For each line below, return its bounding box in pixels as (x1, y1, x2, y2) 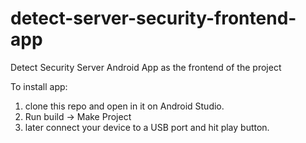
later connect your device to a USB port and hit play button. (24, 121, 270, 133)
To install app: (10, 80, 68, 92)
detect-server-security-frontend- (10, 7, 297, 30)
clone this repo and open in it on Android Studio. (24, 100, 225, 112)
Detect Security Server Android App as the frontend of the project (10, 61, 282, 73)
